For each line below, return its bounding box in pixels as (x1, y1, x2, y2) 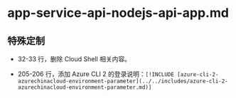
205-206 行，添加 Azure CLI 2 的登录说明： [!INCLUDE (17, 70, 174, 78)
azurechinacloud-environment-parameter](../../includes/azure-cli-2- (17, 78, 229, 85)
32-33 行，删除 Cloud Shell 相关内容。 (17, 55, 132, 63)
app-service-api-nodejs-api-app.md (7, 5, 230, 21)
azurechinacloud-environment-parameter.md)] (17, 84, 152, 91)
